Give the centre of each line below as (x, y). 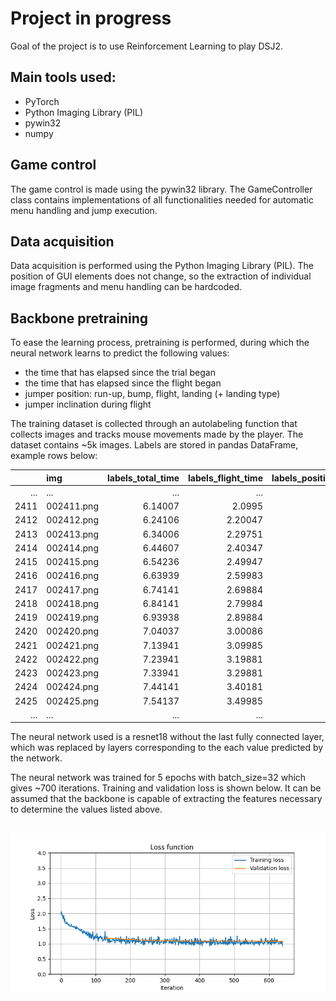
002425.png (72, 701)
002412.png (72, 520)
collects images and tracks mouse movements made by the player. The (157, 434)
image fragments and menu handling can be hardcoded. (126, 287)
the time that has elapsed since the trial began (120, 373)
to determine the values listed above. (86, 809)
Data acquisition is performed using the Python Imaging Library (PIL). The (162, 266)
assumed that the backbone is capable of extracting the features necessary (166, 799)
